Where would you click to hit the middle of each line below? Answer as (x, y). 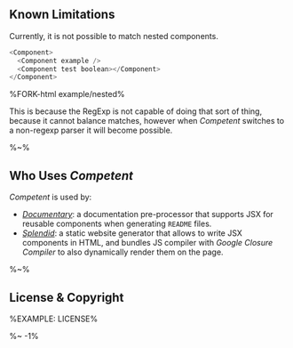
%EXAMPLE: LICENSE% (54, 319)
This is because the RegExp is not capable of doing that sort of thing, (136, 111)
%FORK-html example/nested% (67, 94)
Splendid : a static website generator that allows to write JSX (132, 233)
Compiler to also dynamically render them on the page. (123, 252)
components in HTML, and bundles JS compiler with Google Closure (147, 243)
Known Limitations (62, 15)
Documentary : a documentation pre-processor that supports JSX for (147, 214)
